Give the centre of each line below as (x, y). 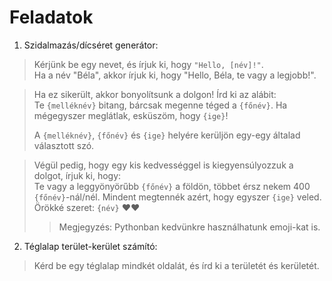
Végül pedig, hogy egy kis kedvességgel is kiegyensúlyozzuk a (163, 165)
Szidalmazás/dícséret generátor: (91, 45)
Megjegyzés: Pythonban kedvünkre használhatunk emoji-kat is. (189, 227)
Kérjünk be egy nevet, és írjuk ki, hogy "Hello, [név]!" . (148, 64)
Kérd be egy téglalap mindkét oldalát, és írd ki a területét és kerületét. (176, 265)
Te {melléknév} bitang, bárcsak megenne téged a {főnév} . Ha (160, 105)
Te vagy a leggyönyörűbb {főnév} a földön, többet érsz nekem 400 (172, 186)
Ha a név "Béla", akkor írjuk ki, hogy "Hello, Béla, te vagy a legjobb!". (175, 75)
